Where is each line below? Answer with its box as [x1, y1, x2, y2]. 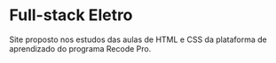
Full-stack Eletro [9, 5, 133, 25]
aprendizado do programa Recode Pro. [9, 43, 152, 53]
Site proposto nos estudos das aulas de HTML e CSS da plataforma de [9, 34, 268, 45]
